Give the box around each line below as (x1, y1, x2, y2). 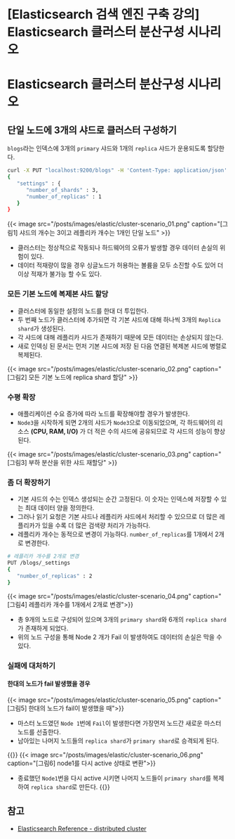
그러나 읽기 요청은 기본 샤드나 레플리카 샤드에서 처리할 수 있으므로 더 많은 (17, 513, 218, 521)
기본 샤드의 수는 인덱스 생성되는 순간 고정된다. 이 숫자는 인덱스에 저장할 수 (17, 495, 220, 504)
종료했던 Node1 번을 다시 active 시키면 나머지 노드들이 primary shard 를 (17, 774, 212, 782)
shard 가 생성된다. (17, 324, 65, 333)
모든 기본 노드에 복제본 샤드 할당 (7, 289, 109, 299)
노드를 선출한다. (17, 727, 61, 736)
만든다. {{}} (79, 782, 110, 791)
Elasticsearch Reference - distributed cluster (17, 824, 147, 833)
